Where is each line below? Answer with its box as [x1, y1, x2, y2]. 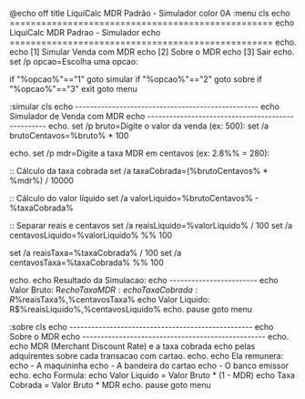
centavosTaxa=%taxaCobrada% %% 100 [9, 257, 164, 268]
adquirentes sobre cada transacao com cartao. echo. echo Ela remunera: [9, 351, 284, 361]
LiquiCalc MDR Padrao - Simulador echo [9, 27, 161, 37]
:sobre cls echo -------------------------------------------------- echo [9, 322, 274, 332]
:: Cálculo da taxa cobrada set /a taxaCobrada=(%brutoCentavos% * [9, 166, 269, 176]
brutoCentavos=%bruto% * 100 [9, 130, 129, 140]
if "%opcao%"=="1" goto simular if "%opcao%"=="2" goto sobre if [9, 74, 262, 85]
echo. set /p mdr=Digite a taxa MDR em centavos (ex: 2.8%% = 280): [9, 148, 270, 159]
